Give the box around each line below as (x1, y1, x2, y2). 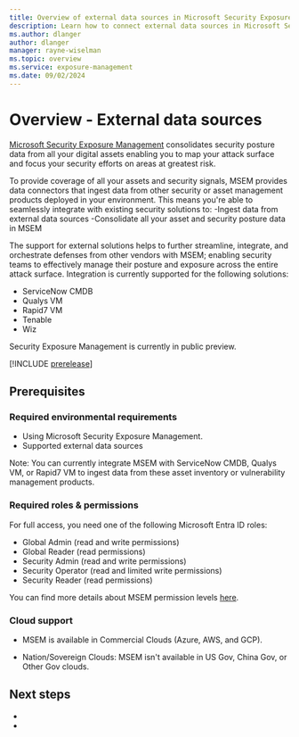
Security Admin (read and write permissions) (21, 555, 187, 567)
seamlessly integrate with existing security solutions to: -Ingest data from (9, 203, 279, 214)
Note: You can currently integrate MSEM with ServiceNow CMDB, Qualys (9, 458, 278, 468)
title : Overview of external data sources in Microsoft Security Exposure (9, 12, 293, 22)
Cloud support (9, 614, 73, 626)
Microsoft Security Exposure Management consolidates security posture (9, 139, 276, 150)
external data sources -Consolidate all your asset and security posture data (9, 213, 287, 224)
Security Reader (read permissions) (21, 575, 153, 585)
